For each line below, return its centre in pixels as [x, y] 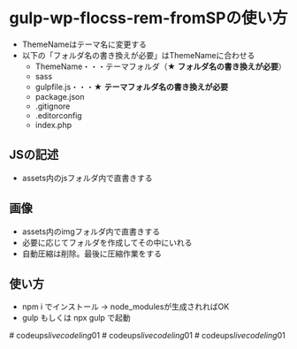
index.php [53, 125]
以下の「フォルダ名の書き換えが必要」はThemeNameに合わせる [138, 55]
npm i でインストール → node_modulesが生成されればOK [126, 307]
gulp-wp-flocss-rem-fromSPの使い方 [148, 18]
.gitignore [53, 106]
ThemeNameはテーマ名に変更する [84, 44]
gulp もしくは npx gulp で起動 [76, 318]
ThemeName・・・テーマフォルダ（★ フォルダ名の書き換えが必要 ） [160, 66]
